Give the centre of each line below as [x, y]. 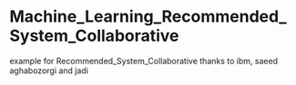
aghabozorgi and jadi [49, 71]
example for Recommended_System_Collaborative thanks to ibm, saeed [144, 61]
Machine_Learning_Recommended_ [148, 17]
